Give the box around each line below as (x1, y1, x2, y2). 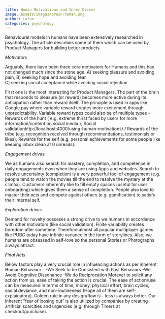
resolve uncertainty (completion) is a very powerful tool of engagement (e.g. (5, 171, 161, 177)
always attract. (5, 242, 35, 249)
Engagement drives (5, 151, 45, 157)
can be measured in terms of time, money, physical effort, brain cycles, (5, 283, 150, 288)
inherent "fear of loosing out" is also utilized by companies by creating (5, 298, 148, 304)
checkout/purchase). (5, 309, 48, 315)
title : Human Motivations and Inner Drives (5, 7, 96, 12)
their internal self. (5, 197, 41, 203)
